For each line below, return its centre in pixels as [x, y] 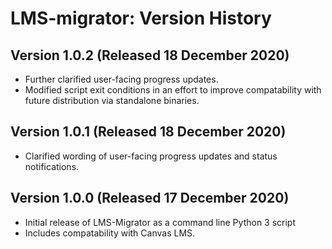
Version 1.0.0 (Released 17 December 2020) [150, 198]
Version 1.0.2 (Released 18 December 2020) [150, 55]
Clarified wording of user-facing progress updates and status [151, 156]
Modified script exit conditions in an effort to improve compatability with [173, 90]
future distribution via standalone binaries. [112, 100]
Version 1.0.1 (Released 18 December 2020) [148, 132]
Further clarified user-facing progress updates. [121, 79]
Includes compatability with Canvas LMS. [110, 233]
